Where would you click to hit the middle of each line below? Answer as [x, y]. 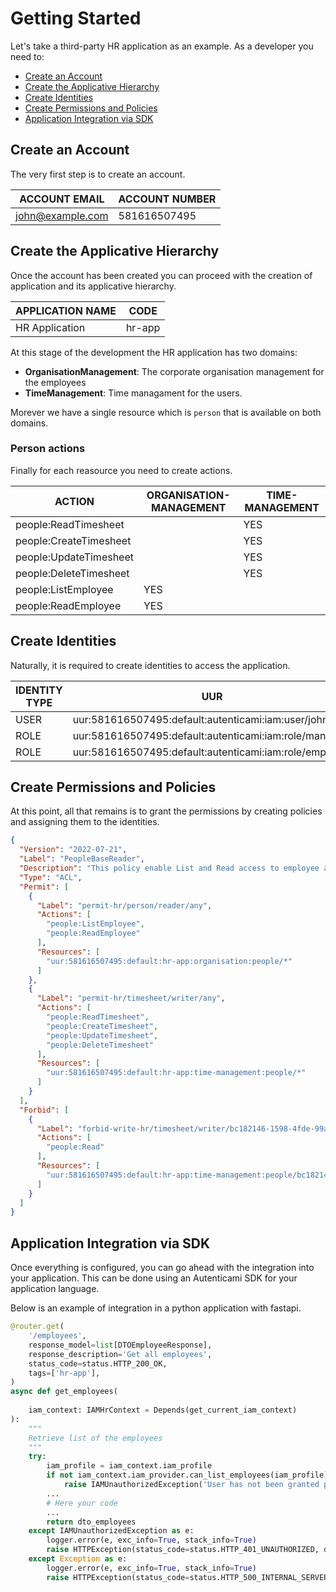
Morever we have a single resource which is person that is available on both [166, 412]
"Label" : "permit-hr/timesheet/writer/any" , [131, 998]
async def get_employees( [64, 1392]
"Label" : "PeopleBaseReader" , [82, 859]
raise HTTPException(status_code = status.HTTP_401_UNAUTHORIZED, [183, 1550]
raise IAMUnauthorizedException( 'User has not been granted [191, 1485]
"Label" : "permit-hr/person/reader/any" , [124, 905]
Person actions [48, 449]
